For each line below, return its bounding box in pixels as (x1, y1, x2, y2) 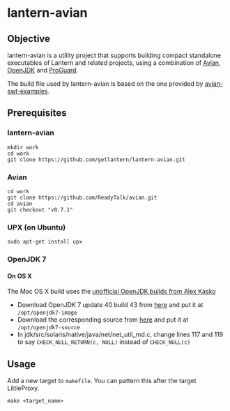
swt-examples (7, 87, 48, 95)
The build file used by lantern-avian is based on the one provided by (7, 80, 204, 88)
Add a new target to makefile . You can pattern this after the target (7, 377, 197, 385)
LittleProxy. (7, 384, 40, 392)
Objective (7, 33, 51, 45)
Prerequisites (7, 107, 67, 119)
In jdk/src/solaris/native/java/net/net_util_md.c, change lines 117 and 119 (17, 330, 224, 339)
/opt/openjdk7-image (17, 309, 77, 317)
